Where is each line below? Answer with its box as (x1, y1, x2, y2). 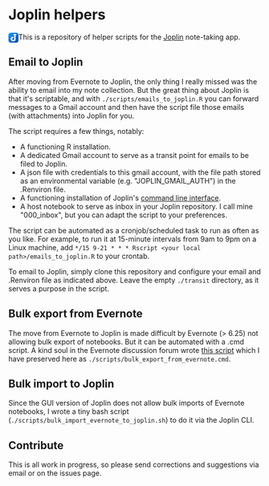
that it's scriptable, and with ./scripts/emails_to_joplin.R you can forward (8, 94, 259, 103)
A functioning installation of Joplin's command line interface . (19, 192, 222, 202)
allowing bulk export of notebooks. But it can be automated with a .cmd (8, 337, 245, 346)
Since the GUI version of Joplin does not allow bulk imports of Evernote (8, 399, 245, 408)
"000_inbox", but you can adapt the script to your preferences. (19, 210, 227, 220)
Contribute (8, 439, 64, 452)
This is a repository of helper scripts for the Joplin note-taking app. (18, 32, 241, 42)
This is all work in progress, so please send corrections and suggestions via (8, 460, 259, 470)
